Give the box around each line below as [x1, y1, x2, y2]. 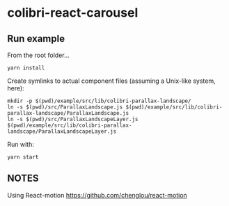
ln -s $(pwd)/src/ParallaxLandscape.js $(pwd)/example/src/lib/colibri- [7, 104, 223, 111]
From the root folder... [7, 51, 70, 59]
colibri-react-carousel [7, 5, 139, 21]
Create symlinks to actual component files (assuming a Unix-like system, [7, 77, 216, 85]
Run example [7, 33, 65, 45]
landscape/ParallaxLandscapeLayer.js [7, 128, 117, 135]
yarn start [7, 154, 39, 161]
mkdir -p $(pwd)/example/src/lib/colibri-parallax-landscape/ [7, 97, 191, 104]
